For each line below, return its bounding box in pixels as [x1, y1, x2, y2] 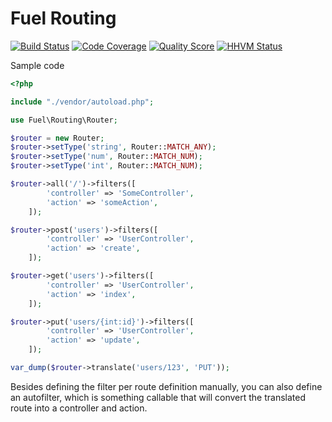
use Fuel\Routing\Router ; [10, 115, 118, 125]
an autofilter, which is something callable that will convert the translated [10, 391, 306, 403]
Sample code [10, 59, 65, 71]
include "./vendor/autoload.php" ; [10, 97, 155, 107]
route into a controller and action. [10, 402, 148, 414]
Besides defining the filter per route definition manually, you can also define [10, 380, 323, 392]
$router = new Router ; [10, 133, 105, 143]
